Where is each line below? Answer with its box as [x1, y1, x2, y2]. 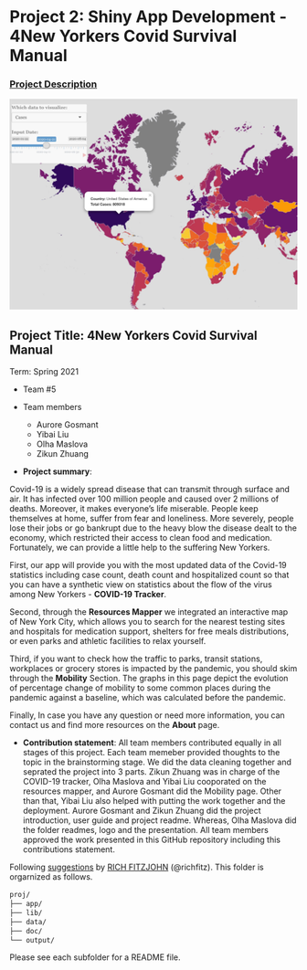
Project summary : [22, 466, 93, 477]
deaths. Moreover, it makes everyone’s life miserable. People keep [9, 502, 259, 513]
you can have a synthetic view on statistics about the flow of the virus [9, 578, 272, 590]
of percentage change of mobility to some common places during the [9, 682, 271, 693]
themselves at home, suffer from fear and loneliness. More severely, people [9, 512, 294, 523]
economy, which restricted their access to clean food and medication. [9, 532, 272, 543]
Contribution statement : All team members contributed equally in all [22, 737, 281, 748]
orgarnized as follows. [9, 870, 93, 882]
